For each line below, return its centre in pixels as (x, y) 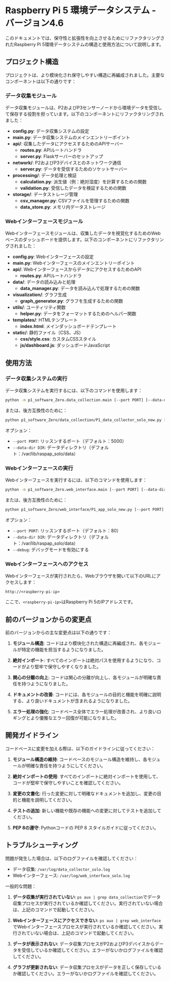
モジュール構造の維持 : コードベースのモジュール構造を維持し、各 (80, 759)
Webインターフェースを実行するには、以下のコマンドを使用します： (76, 480)
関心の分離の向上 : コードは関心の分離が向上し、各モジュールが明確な (84, 677)
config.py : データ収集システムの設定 (51, 131)
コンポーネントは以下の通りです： (41, 81)
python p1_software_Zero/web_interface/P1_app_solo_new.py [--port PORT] (85, 509)
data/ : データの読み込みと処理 (44, 282)
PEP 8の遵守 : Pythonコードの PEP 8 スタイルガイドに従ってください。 (86, 828)
